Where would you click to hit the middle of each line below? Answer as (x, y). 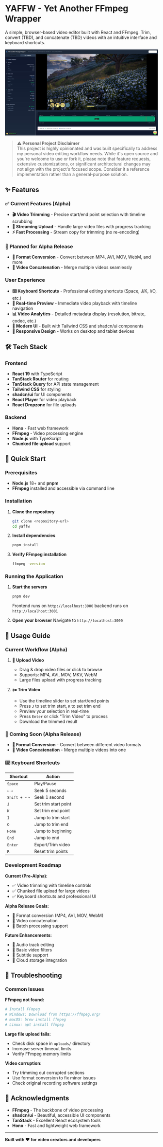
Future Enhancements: (29, 935)
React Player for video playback (44, 400)
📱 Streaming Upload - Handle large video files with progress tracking (81, 227)
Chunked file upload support (41, 444)
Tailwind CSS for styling (36, 389)
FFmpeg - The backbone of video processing (57, 1110)
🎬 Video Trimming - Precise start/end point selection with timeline (79, 215)
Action (53, 777)
